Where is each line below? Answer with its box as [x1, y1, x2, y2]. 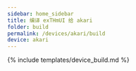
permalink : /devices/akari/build [7, 30, 106, 37]
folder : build [7, 23, 49, 30]
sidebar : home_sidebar [7, 10, 74, 18]
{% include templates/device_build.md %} [7, 56, 130, 64]
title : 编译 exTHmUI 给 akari [7, 17, 93, 24]
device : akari [7, 37, 49, 44]
